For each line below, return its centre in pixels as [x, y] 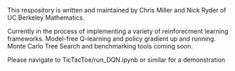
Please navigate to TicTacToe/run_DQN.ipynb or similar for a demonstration [116, 60]
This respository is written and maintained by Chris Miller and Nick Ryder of [117, 10]
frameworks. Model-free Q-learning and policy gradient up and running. [112, 39]
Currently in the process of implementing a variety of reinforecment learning [118, 31]
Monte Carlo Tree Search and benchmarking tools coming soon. [100, 46]
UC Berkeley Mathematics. [46, 18]
